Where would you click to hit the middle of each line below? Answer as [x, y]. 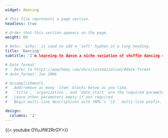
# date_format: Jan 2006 [31, 74]
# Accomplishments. [25, 83]
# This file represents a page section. [48, 19]
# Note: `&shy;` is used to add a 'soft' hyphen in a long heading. [78, 46]
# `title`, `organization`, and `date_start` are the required [74, 93]
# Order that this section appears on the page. [57, 33]
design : [13, 111]
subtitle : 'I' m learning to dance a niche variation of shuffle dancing [82, 56]
